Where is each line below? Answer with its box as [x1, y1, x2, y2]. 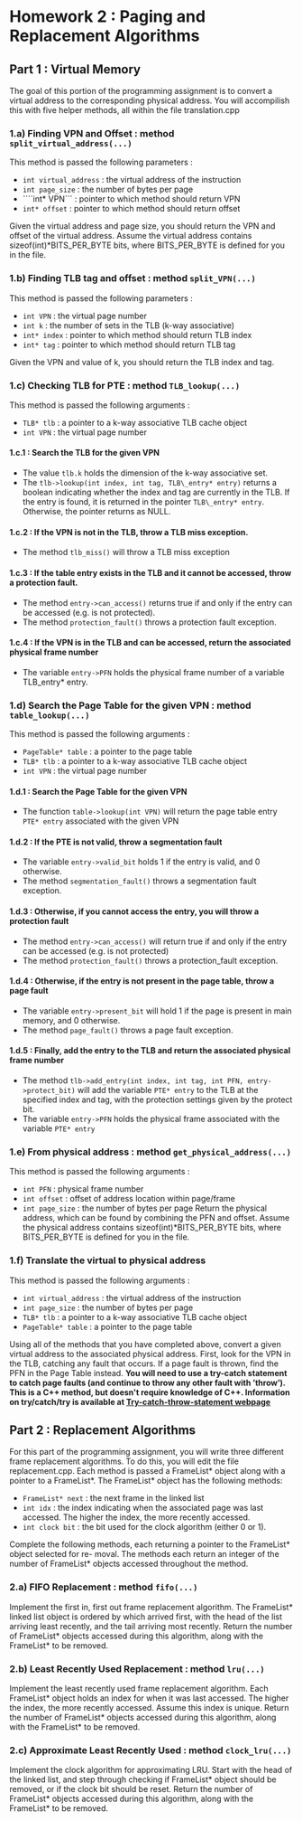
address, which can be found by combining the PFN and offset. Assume [22, 1212, 290, 1223]
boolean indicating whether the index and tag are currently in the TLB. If [22, 486, 290, 498]
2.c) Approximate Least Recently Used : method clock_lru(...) [9, 1743, 292, 1756]
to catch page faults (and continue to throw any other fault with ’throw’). [9, 1377, 286, 1388]
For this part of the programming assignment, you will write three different [9, 1447, 284, 1458]
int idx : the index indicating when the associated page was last [22, 1503, 264, 1514]
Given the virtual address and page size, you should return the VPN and [9, 221, 276, 231]
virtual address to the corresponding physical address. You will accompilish [9, 95, 290, 106]
